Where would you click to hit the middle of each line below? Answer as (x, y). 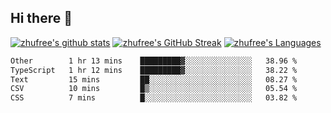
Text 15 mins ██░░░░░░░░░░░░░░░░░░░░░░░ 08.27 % (154, 79)
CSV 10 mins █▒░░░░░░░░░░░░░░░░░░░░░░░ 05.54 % (154, 89)
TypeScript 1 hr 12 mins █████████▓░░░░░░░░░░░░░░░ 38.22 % (154, 70)
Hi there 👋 (41, 18)
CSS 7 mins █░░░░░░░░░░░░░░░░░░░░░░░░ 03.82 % (154, 98)
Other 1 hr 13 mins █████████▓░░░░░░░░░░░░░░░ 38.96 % (154, 61)
